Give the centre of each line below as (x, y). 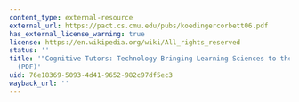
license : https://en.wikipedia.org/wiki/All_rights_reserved (125, 42)
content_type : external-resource (71, 17)
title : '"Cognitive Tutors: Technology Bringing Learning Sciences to (143, 59)
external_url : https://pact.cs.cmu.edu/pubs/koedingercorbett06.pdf (139, 26)
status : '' (29, 51)
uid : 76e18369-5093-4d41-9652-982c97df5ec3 (91, 75)
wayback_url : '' (39, 83)
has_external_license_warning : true (77, 34)
